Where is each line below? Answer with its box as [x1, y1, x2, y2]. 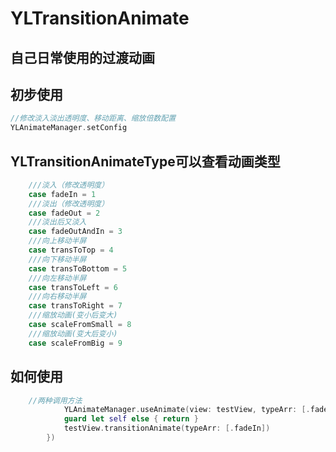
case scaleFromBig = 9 [28, 338, 123, 348]
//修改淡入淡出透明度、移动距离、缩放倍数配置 [10, 113, 177, 124]
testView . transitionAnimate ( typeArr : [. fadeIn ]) [63, 423, 271, 434]
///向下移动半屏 [28, 254, 87, 264]
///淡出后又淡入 [28, 217, 87, 227]
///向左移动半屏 [28, 273, 87, 283]
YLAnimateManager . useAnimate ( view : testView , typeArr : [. [63, 405, 311, 415]
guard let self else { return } [63, 414, 199, 424]
